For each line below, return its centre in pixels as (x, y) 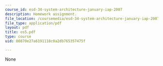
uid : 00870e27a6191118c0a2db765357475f (45, 41)
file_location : (20, 18)
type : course (18, 37)
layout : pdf (17, 28)
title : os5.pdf (20, 32)
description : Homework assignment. (41, 14)
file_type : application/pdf (33, 23)
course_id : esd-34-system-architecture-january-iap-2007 (64, 9)
